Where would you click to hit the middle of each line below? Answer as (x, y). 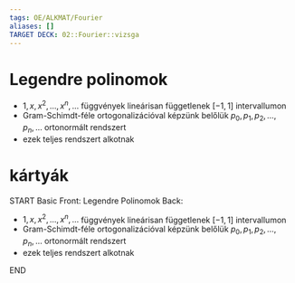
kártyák (39, 175)
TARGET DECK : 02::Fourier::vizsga (75, 34)
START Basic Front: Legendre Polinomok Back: (96, 201)
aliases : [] (32, 26)
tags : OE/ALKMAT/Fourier (56, 18)
